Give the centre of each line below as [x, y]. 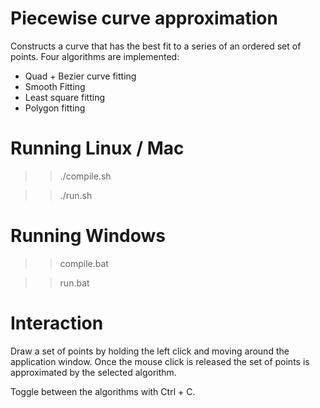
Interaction [57, 323]
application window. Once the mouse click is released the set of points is [160, 361]
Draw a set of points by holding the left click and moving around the [150, 351]
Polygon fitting [55, 108]
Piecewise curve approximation [144, 18]
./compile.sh [85, 176]
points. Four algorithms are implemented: [95, 56]
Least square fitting [64, 97]
